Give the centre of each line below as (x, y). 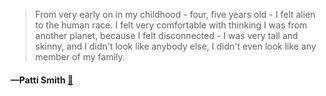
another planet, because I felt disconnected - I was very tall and (166, 35)
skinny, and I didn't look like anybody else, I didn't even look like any (175, 46)
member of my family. (80, 57)
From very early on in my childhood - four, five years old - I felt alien (175, 14)
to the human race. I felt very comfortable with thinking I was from (171, 25)
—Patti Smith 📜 (42, 80)
